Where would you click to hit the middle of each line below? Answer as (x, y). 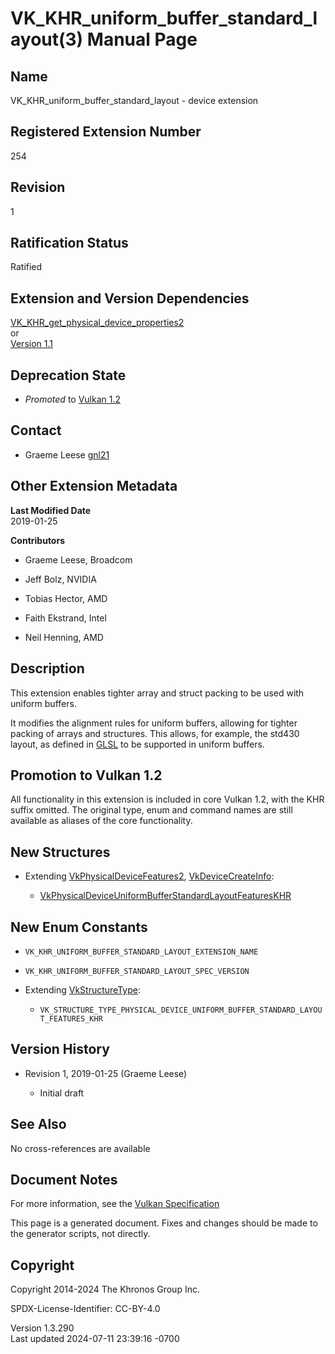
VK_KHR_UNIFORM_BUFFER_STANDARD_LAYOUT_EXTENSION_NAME (141, 952)
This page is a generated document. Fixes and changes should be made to (164, 1223)
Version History (60, 1049)
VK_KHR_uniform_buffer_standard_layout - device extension (134, 100)
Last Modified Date (51, 510)
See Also (38, 1124)
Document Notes (64, 1179)
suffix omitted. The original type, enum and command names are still (151, 810)
